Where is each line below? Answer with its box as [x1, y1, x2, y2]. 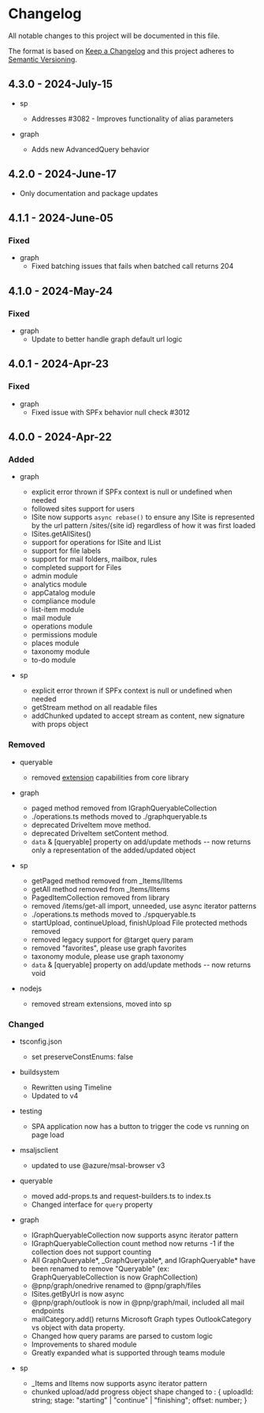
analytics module [31, 580, 87, 589]
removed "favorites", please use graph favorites [31, 943, 187, 953]
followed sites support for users [31, 504, 136, 514]
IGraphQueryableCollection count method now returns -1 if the [31, 1238, 235, 1248]
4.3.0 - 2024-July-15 [8, 77, 113, 91]
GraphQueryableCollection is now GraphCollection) [31, 1272, 199, 1282]
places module [31, 638, 80, 648]
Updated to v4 [31, 1090, 79, 1100]
